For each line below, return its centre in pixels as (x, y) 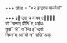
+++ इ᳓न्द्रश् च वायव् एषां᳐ (30, 18)
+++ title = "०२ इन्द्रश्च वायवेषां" (34, 8)
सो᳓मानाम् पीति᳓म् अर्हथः (25, 24)
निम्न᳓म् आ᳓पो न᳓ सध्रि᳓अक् (28, 35)
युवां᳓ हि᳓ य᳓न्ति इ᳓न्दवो (24, 29)
